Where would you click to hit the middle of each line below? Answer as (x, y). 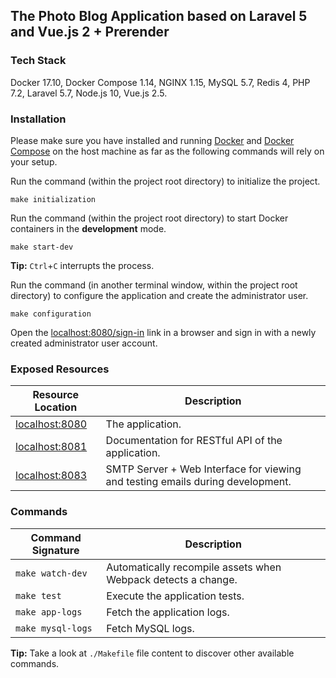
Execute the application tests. (175, 596)
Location (56, 407)
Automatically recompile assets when (194, 567)
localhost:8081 (51, 447)
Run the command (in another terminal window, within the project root (154, 285)
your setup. (34, 161)
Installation (38, 119)
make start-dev (42, 247)
